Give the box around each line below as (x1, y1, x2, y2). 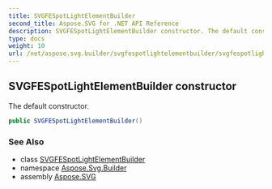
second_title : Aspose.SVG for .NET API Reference (8, 19, 180, 28)
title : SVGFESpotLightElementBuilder (8, 11, 136, 20)
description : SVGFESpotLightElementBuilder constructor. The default (8, 27, 249, 35)
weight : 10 (8, 42, 45, 50)
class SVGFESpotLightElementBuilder (19, 154, 146, 164)
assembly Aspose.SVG (19, 171, 96, 181)
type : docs (8, 34, 45, 43)
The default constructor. (8, 101, 89, 110)
